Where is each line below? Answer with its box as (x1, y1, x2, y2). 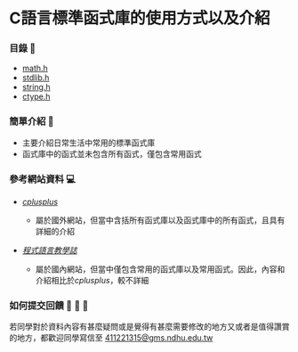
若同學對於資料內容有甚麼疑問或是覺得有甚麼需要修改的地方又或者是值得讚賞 (9, 322, 290, 332)
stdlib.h (21, 72, 50, 83)
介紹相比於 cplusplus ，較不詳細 (35, 275, 149, 286)
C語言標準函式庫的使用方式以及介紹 (9, 8, 270, 29)
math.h (21, 63, 49, 74)
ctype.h (21, 91, 51, 102)
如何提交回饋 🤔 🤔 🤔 (9, 299, 89, 312)
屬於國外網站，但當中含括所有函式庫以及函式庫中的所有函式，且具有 (35, 215, 286, 225)
